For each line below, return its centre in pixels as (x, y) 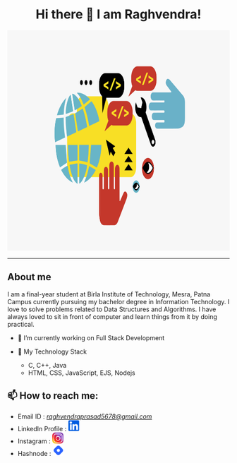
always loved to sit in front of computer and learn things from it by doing (112, 316)
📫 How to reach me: (53, 396)
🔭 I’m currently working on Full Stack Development (91, 337)
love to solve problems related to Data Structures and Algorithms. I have (112, 309)
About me (29, 277)
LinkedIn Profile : (42, 428)
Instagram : (34, 441)
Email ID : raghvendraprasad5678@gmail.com (85, 416)
